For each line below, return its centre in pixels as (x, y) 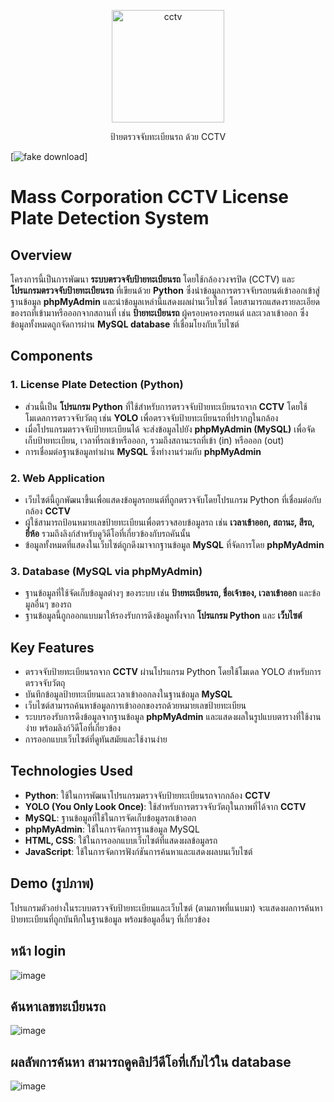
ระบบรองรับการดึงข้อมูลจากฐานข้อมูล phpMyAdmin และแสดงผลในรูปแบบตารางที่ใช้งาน (173, 717)
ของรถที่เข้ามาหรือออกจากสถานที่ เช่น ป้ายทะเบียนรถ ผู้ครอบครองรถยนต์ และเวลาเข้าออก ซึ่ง (159, 313)
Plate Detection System (110, 218)
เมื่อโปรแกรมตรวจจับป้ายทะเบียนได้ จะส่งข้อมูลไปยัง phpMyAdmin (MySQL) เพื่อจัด (170, 429)
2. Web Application (57, 478)
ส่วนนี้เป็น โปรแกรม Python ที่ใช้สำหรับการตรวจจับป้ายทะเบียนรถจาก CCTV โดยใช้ (166, 406)
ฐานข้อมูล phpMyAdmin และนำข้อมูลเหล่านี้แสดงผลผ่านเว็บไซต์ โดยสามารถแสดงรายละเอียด (165, 301)
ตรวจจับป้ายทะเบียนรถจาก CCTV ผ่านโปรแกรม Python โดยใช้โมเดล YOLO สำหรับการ (173, 672)
